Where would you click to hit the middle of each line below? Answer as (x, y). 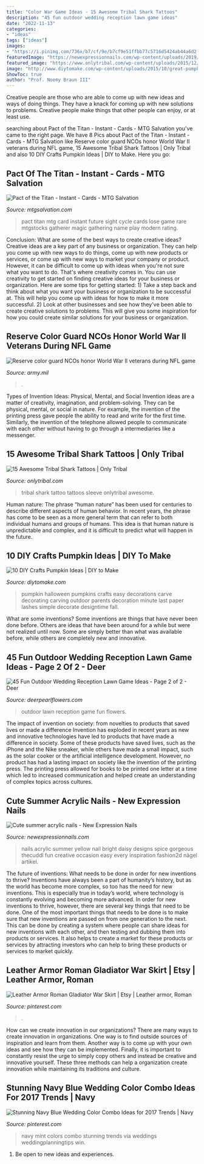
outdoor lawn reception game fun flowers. (74, 712)
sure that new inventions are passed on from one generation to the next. (97, 919)
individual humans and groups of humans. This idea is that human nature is (100, 523)
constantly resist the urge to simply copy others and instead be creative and (101, 1056)
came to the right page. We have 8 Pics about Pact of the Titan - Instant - (98, 135)
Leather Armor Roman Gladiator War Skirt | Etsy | (101, 971)
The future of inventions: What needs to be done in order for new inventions (101, 873)
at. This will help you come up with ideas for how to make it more (87, 298)
